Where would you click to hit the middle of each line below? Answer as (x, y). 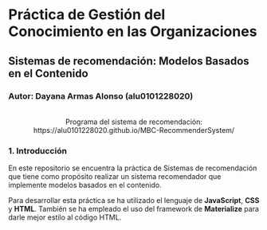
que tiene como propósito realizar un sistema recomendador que (115, 177)
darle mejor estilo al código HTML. (65, 217)
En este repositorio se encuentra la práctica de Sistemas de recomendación (133, 168)
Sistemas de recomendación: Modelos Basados (129, 61)
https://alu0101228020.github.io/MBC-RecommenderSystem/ (134, 130)
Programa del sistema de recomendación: (134, 122)
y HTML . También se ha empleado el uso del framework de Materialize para (133, 209)
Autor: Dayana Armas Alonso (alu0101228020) (101, 96)
